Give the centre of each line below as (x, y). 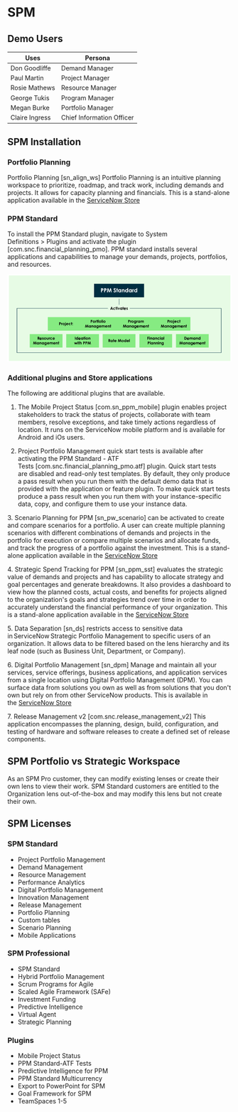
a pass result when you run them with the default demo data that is (115, 482)
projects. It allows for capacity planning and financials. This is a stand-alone (119, 193)
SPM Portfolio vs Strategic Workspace (94, 762)
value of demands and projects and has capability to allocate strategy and (116, 577)
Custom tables (39, 920)
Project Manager (86, 78)
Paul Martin (27, 78)
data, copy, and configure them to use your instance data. (102, 504)
